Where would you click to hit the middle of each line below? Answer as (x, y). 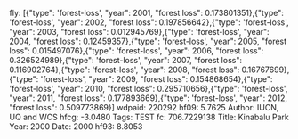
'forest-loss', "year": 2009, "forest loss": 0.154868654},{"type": (157, 79)
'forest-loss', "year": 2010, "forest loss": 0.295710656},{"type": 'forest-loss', (149, 89)
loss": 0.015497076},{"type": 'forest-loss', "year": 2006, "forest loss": (137, 51)
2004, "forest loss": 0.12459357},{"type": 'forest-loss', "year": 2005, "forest (148, 41)
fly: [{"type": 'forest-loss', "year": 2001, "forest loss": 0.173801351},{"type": (147, 13)
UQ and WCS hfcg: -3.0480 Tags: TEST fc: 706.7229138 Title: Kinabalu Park (149, 117)
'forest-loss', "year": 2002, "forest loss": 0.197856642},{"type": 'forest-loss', (149, 22)
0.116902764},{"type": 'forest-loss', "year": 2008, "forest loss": (125, 69)
